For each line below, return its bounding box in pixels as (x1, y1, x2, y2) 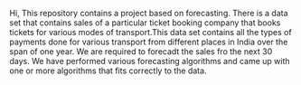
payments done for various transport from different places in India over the (9, 36, 288, 47)
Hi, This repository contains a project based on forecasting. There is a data (9, 8, 288, 18)
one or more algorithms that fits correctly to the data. (9, 65, 207, 76)
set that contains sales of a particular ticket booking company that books (9, 17, 281, 28)
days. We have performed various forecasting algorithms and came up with (9, 56, 291, 66)
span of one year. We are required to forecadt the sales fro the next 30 (9, 46, 273, 57)
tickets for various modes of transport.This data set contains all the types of (9, 27, 292, 37)
